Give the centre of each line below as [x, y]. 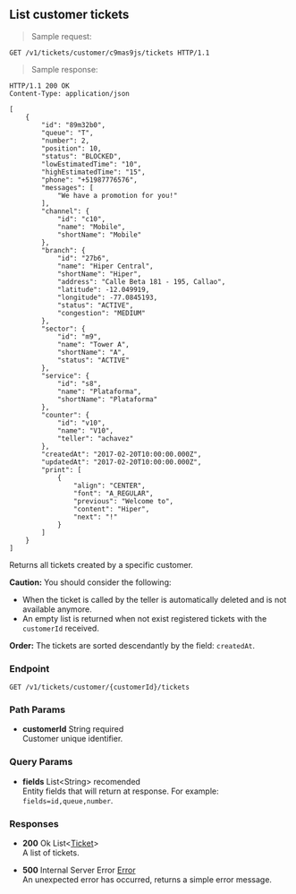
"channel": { [66, 211]
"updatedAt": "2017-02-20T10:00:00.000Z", [122, 462]
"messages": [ [68, 187]
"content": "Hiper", [111, 509]
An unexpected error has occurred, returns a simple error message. [147, 880]
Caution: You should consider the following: [90, 582]
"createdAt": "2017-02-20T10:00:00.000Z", [122, 454]
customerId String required [73, 729]
